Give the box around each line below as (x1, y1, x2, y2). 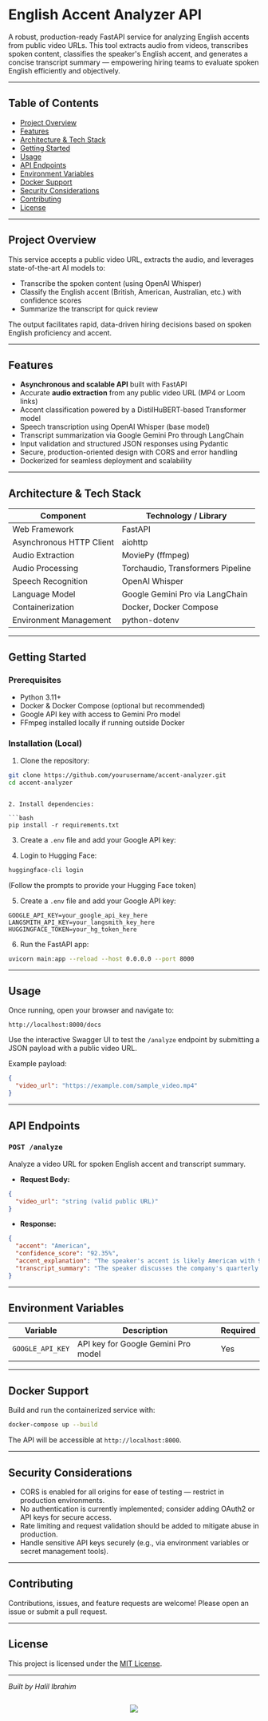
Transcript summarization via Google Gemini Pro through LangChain (19, 430, 245, 440)
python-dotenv (121, 615, 179, 626)
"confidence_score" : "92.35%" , (15, 1250, 120, 1258)
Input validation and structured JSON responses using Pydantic (19, 439, 229, 449)
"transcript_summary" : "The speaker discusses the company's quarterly (15, 1264, 259, 1272)
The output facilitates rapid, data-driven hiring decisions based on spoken (8, 319, 252, 329)
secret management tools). (19, 1546, 109, 1556)
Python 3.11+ (19, 692, 62, 702)
